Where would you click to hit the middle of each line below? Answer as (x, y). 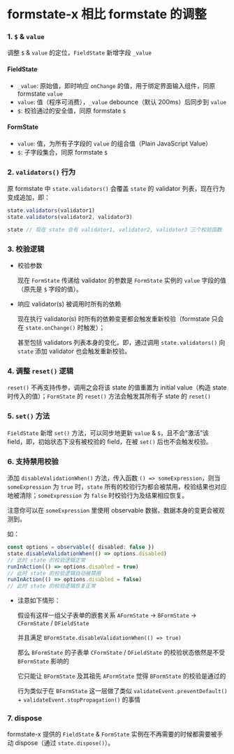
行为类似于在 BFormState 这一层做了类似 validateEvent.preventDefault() (122, 691)
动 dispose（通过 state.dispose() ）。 (61, 743)
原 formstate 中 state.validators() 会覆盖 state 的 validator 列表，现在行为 (116, 189)
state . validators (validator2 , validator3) (70, 218)
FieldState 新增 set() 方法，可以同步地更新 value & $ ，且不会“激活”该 (108, 433)
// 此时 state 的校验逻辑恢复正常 (52, 586)
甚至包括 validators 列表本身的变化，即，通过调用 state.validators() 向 (121, 343)
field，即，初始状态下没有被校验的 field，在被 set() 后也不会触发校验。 (110, 441)
